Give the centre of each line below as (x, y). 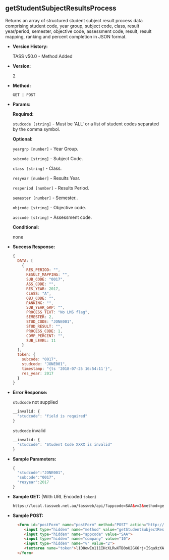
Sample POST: (28, 516)
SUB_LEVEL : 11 (41, 341)
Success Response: (34, 247)
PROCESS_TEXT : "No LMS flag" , (58, 312)
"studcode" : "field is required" (52, 416)
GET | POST (24, 95)
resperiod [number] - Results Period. (51, 188)
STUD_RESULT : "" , (44, 326)
